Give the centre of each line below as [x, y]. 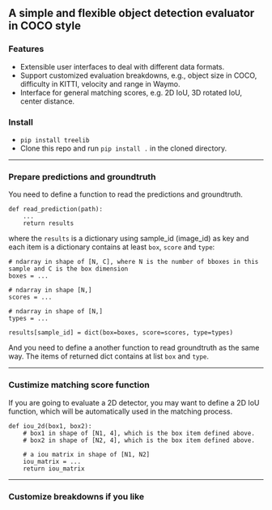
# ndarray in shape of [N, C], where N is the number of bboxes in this [134, 262]
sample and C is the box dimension [68, 269]
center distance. [47, 101]
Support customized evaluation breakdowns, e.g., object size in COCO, [138, 75]
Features [26, 49]
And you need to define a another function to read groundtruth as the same [134, 348]
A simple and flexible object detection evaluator [132, 13]
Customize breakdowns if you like [76, 496]
